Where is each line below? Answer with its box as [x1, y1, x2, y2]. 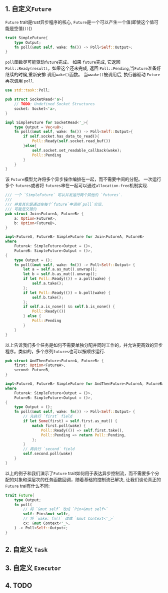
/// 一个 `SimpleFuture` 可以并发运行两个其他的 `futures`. [5, 193, 123, 198]
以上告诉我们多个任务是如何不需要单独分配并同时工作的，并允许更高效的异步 [5, 342, 163, 348]
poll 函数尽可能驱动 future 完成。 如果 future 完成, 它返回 [5, 59, 121, 65]
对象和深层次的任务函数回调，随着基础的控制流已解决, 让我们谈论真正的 [13, 476, 161, 483]
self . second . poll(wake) [23, 451, 72, 457]
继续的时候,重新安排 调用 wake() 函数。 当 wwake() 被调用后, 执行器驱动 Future [5, 72, 160, 78]
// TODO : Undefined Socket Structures [14, 102, 95, 107]
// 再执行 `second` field [23, 447, 75, 452]
